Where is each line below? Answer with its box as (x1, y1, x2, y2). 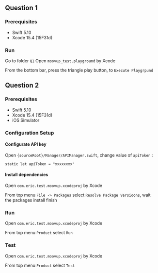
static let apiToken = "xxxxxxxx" (5, 161, 75, 167)
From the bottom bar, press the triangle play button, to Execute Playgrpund (5, 67, 154, 73)
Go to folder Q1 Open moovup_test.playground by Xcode (5, 58, 115, 64)
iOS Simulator (12, 117, 40, 123)
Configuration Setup (5, 129, 54, 136)
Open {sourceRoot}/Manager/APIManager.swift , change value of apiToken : (5, 152, 153, 158)
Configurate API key (5, 141, 47, 147)
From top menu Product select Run (5, 230, 73, 236)
